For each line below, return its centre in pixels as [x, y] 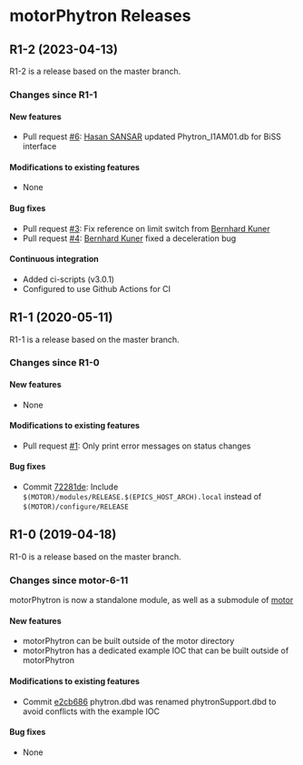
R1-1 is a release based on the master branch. [94, 339]
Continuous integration [54, 259]
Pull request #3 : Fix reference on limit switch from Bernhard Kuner [146, 228]
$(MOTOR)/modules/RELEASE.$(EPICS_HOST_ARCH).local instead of [142, 497]
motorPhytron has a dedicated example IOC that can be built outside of [156, 650]
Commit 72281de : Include [70, 487]
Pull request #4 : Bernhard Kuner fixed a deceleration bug [129, 238]
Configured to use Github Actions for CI [96, 288]
